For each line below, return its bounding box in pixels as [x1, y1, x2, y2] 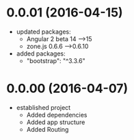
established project [16, 103, 71, 111]
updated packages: [16, 27, 71, 36]
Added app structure [26, 118, 85, 126]
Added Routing [26, 125, 69, 133]
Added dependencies [26, 110, 88, 119]
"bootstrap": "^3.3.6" [26, 56, 86, 65]
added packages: [16, 49, 66, 58]
